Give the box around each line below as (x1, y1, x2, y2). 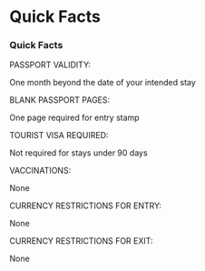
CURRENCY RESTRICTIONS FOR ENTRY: (9, 200, 161, 211)
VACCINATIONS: (9, 166, 72, 176)
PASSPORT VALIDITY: (9, 59, 92, 70)
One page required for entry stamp (9, 112, 140, 124)
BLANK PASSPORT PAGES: (9, 95, 111, 105)
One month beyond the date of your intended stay (9, 77, 197, 88)
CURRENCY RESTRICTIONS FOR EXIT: (9, 236, 153, 246)
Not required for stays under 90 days (9, 147, 148, 158)
